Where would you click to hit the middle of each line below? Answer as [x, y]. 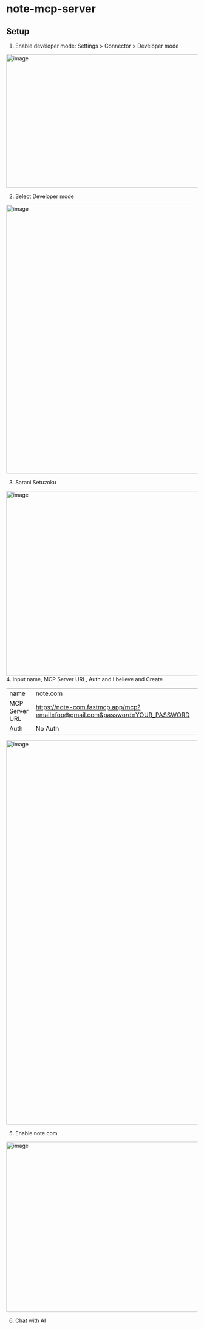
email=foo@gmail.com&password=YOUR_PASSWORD [113, 715]
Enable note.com [36, 1133]
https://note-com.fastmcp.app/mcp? [88, 707]
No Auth [47, 728]
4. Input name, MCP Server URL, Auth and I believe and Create [84, 679]
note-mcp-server [51, 9]
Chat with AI [30, 1320]
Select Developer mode [44, 196]
